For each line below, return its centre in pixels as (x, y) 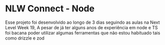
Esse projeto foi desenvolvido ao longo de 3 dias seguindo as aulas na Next (82, 22)
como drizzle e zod (25, 38)
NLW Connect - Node (50, 9)
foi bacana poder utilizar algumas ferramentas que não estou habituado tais (83, 33)
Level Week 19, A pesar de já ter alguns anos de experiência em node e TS (82, 27)
